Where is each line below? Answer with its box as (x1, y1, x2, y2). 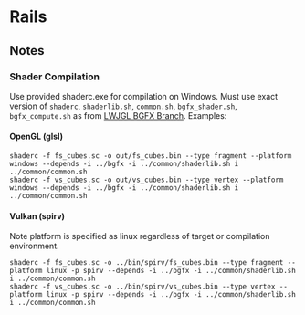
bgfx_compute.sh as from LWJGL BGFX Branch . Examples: (9, 110, 227, 121)
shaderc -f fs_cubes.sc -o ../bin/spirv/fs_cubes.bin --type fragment (9, 258, 284, 268)
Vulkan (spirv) (9, 210, 66, 221)
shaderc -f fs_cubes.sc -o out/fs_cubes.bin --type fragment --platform (9, 152, 292, 161)
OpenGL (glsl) (9, 131, 64, 142)
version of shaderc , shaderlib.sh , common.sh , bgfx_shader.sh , (9, 100, 237, 111)
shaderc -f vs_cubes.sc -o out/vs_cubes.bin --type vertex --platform (9, 175, 284, 184)
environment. (9, 240, 59, 252)
